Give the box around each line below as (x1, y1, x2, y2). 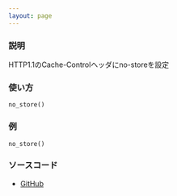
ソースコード (8, 160, 58, 171)
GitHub (19, 178, 44, 188)
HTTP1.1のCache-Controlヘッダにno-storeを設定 (8, 60, 170, 69)
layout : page (8, 11, 53, 20)
